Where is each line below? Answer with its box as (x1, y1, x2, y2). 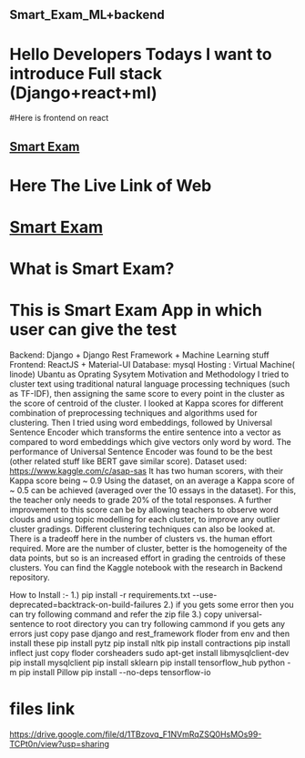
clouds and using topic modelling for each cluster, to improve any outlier (9, 514, 280, 525)
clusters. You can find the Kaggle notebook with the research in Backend (9, 562, 283, 573)
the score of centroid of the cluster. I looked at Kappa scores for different (9, 398, 284, 409)
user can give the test (9, 319, 178, 340)
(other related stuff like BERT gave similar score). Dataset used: (9, 456, 248, 467)
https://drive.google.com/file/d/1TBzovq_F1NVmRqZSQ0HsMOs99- (9, 729, 262, 740)
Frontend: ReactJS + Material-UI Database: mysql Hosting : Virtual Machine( (9, 359, 296, 370)
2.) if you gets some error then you (163, 600, 294, 611)
